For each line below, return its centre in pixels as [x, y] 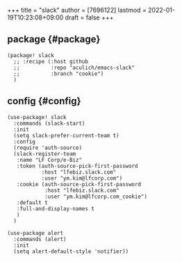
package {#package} [54, 39]
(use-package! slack [37, 117]
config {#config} [44, 101]
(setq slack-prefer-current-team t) [66, 135]
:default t [32, 202]
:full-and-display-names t [56, 208]
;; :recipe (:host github [51, 61]
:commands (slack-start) [49, 123]
